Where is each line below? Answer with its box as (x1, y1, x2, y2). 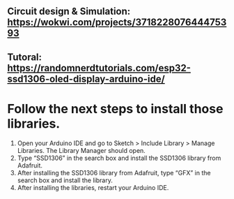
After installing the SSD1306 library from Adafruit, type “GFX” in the (17, 168, 211, 177)
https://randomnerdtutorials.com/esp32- (7, 62, 192, 74)
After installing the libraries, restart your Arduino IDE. (17, 183, 169, 191)
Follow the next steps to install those (7, 101, 224, 117)
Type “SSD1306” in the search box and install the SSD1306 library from (17, 154, 221, 162)
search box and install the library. (17, 176, 113, 184)
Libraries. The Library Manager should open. (17, 146, 146, 154)
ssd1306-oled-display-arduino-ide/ (7, 73, 165, 84)
